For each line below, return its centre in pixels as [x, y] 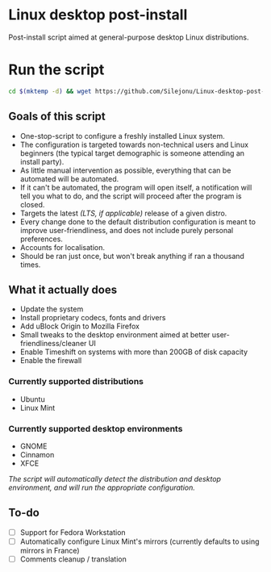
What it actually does [63, 289]
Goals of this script [57, 117]
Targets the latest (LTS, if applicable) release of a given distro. [123, 213]
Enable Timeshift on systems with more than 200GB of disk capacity [134, 352]
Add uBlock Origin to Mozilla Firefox [79, 326]
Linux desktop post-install [98, 15]
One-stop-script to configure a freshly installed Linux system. [123, 136]
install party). [42, 161]
